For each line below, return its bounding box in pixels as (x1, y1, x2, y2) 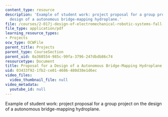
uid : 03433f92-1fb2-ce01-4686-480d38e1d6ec (5, 68, 97, 73)
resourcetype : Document (5, 59, 55, 64)
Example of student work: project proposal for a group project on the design (5, 100, 162, 106)
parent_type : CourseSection (5, 49, 64, 54)
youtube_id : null (9, 86, 46, 92)
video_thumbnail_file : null (9, 77, 68, 82)
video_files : (5, 73, 32, 78)
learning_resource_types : (5, 31, 59, 36)
